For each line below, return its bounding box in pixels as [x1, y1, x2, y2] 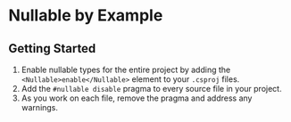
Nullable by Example [8, 5, 163, 26]
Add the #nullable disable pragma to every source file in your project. [21, 84, 282, 94]
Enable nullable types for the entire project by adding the [21, 64, 231, 75]
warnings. [21, 102, 59, 112]
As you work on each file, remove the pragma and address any [21, 93, 253, 103]
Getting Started [8, 41, 96, 56]
